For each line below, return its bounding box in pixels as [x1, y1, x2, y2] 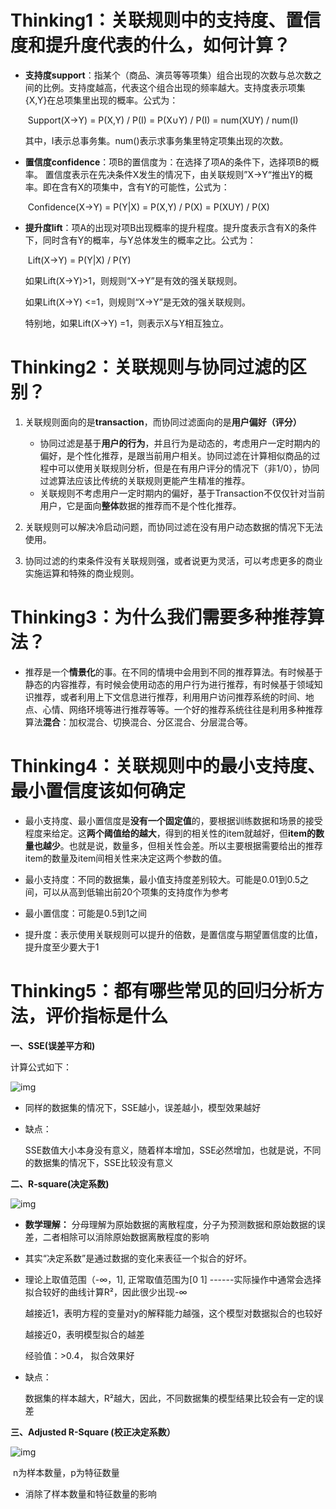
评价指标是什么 [45, 1004, 169, 1027]
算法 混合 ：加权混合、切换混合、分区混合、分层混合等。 [24, 716, 253, 728]
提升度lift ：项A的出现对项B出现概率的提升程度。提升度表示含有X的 [24, 221, 300, 233]
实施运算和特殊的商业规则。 [24, 567, 140, 579]
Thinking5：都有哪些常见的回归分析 [10, 979, 307, 1002]
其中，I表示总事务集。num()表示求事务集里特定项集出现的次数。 [24, 134, 289, 146]
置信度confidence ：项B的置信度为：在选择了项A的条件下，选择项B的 [24, 156, 311, 168]
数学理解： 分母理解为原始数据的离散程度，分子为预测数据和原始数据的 [24, 1218, 317, 1230]
